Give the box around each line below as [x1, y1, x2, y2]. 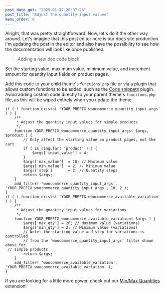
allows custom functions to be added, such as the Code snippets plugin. [5, 86, 154, 92]
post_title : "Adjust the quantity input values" [5, 12, 109, 17]
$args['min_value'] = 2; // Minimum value [23, 164, 115, 169]
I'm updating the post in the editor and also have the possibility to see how [5, 41, 159, 47]
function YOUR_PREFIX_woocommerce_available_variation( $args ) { [14, 216, 156, 221]
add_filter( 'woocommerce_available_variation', [14, 260, 118, 265]
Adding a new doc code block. [17, 56, 81, 62]
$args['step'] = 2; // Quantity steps [23, 168, 118, 173]
